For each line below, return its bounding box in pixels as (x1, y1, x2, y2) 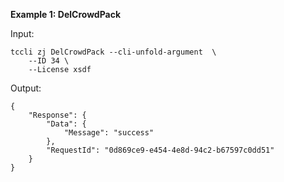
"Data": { (46, 119, 87, 129)
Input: (10, 28, 35, 39)
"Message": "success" (63, 128, 155, 138)
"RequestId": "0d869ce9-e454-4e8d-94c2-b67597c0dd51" (46, 145, 275, 155)
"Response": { (28, 110, 87, 120)
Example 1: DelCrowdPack (10, 9, 122, 20)
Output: (10, 82, 42, 94)
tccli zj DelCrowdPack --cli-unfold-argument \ (10, 47, 217, 57)
